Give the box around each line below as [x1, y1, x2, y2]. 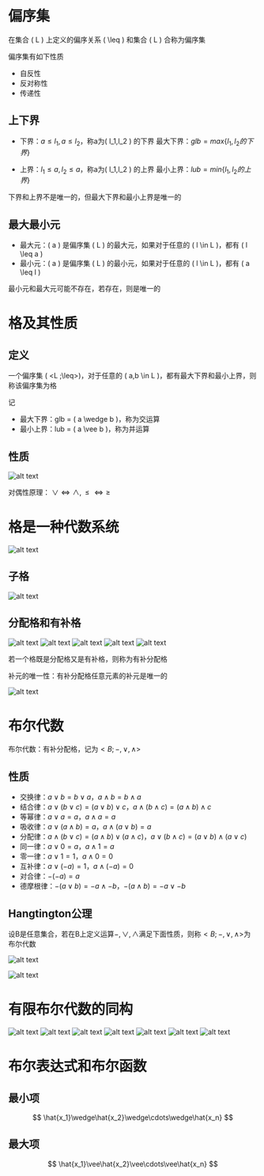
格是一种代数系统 [8, 518, 120, 537]
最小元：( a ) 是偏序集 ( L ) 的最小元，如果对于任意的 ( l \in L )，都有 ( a [19, 259, 251, 268]
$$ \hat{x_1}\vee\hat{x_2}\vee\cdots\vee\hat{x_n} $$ [47, 1159, 219, 1168]
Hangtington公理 [8, 907, 92, 920]
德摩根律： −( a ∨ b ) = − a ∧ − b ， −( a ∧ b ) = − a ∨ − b [19, 882, 186, 891]
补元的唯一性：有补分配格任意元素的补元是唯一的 [8, 670, 168, 681]
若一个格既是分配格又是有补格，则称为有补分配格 [8, 654, 168, 663]
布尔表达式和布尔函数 [8, 1057, 148, 1075]
